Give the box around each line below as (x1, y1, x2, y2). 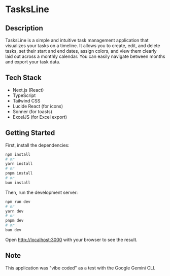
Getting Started (5, 128, 55, 137)
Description (5, 24, 43, 32)
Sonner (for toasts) (12, 108, 52, 115)
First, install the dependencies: (5, 142, 70, 148)
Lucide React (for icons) (12, 103, 63, 109)
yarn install (5, 161, 33, 166)
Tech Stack (5, 74, 42, 82)
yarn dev (5, 209, 24, 214)
